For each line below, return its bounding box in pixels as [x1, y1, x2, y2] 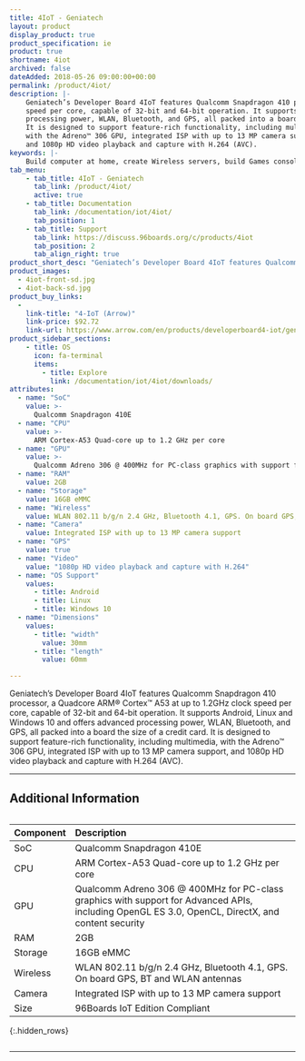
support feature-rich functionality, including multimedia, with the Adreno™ [9, 737, 284, 748]
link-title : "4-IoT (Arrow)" [25, 309, 136, 318]
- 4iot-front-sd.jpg [17, 275, 95, 284]
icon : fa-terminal [33, 351, 103, 360]
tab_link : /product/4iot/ [33, 183, 132, 192]
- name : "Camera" [17, 520, 84, 530]
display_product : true [9, 30, 95, 39]
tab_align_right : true [33, 250, 120, 259]
